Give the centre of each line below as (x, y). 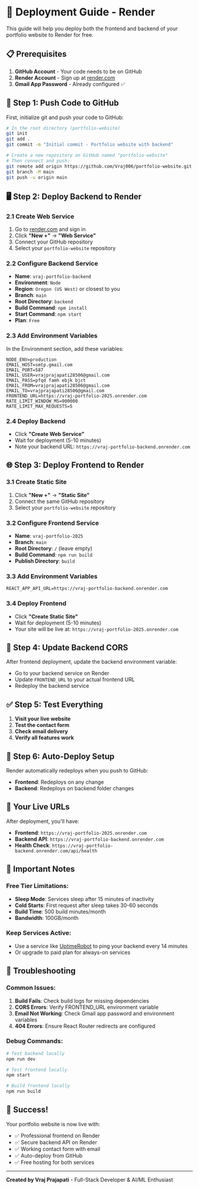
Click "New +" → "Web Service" (55, 236)
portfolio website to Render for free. (50, 34)
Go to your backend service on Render (62, 673)
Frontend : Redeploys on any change (59, 782)
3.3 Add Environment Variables (52, 576)
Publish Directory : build (45, 561)
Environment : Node (38, 283)
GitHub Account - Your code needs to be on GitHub (78, 71)
